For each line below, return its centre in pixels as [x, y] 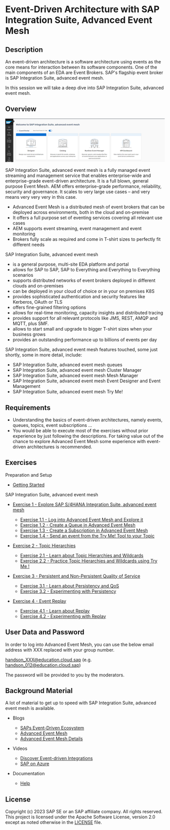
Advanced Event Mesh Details [51, 739]
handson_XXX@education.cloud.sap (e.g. [49, 660]
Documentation [29, 774]
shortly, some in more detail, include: [44, 355]
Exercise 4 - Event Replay [39, 601]
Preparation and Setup [29, 475]
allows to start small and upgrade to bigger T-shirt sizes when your [82, 329]
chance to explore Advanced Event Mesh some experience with [79, 441]
